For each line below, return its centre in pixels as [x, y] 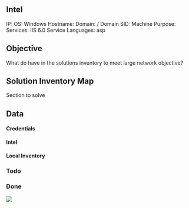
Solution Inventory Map [50, 81]
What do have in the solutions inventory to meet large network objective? [95, 63]
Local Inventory [26, 156]
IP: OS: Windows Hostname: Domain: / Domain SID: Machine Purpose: [91, 24]
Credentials [21, 129]
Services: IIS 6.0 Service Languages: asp [56, 30]
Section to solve [26, 95]
